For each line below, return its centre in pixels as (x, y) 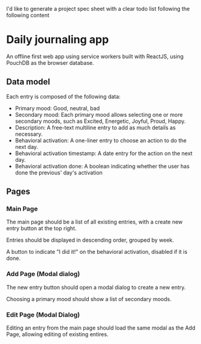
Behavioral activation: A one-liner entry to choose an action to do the (101, 140)
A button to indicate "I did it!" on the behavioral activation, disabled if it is (97, 252)
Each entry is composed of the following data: (63, 96)
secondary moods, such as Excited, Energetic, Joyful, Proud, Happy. (100, 121)
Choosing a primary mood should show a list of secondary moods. (89, 299)
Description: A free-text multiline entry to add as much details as (95, 127)
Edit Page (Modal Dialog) (43, 314)
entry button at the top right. (41, 228)
